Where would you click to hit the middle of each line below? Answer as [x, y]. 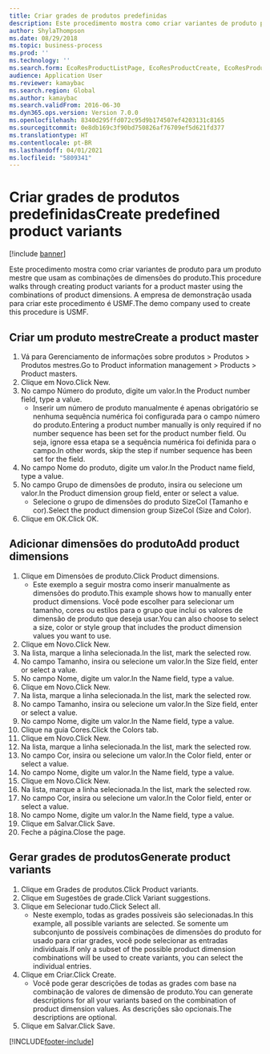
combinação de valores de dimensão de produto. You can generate [143, 991]
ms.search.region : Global [52, 90]
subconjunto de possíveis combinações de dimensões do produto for [147, 932]
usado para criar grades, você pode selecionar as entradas [130, 940]
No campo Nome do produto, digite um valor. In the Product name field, [138, 468]
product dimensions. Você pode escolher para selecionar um [133, 601]
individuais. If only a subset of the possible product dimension [134, 949]
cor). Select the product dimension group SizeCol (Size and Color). [142, 510]
